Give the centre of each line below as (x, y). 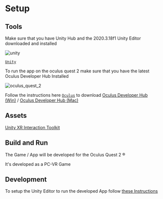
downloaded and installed (31, 44)
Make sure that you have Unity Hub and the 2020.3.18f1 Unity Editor (73, 38)
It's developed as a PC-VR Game (38, 164)
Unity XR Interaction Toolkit (32, 127)
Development (26, 180)
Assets (16, 116)
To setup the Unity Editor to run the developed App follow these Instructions (81, 191)
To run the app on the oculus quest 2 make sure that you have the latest (77, 71)
